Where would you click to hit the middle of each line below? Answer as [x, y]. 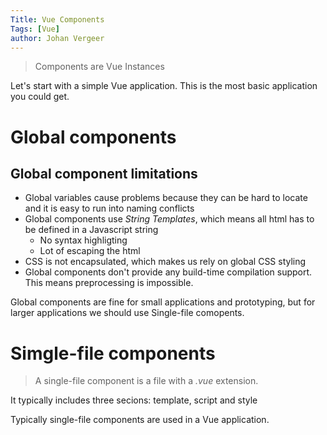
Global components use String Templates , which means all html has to [169, 219]
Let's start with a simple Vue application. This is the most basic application [164, 86]
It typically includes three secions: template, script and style [134, 400]
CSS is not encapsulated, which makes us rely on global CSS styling [165, 262]
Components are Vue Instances [99, 67]
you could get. [40, 97]
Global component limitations [104, 173]
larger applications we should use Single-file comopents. [127, 313]
